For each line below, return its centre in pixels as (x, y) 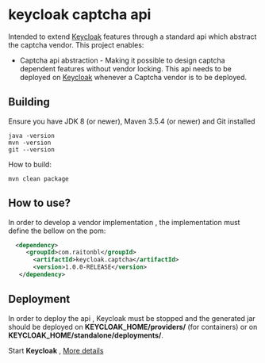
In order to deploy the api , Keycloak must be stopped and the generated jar (132, 318)
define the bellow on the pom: (57, 231)
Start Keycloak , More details (56, 350)
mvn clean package (38, 179)
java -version (32, 136)
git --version (32, 149)
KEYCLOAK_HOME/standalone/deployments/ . (86, 335)
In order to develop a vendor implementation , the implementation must (124, 222)
